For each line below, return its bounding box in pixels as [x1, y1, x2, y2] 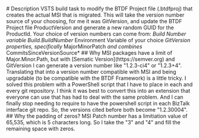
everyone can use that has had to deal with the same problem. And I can [6, 93, 184, 101]
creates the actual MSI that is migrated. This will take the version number [6, 11, 185, 18]
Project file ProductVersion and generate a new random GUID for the [6, 24, 174, 31]
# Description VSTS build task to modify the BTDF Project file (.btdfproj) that [6, 5, 193, 12]
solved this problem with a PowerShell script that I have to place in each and [6, 81, 193, 88]
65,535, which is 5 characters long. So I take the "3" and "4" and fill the [6, 119, 181, 126]
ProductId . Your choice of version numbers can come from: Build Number [6, 30, 187, 37]
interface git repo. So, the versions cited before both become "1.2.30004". [6, 106, 188, 113]
